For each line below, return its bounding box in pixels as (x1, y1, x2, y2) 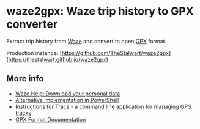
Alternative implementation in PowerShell (15, 96, 119, 103)
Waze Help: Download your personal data (15, 90, 120, 97)
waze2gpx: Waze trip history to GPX (6, 4, 194, 18)
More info (6, 73, 44, 84)
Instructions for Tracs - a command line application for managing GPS (15, 103, 191, 110)
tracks (15, 109, 32, 117)
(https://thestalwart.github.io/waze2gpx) (6, 56, 109, 63)
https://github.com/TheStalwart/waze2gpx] (61, 49, 171, 56)
